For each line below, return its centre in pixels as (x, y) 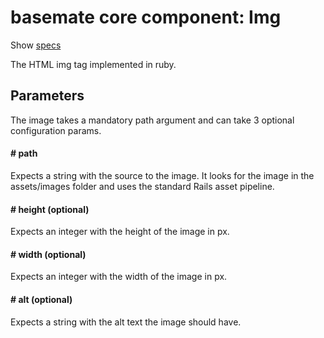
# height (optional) (50, 209)
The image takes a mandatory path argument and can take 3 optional (152, 120)
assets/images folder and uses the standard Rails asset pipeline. (142, 186)
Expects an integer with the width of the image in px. (119, 277)
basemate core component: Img (146, 17)
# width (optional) (48, 254)
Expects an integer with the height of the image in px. (120, 232)
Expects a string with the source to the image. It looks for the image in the (162, 175)
